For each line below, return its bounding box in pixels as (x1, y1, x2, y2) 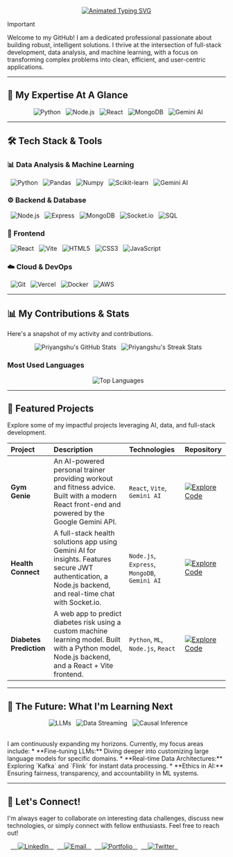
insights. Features (53, 554, 112, 564)
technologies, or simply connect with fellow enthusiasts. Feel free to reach (7, 821, 220, 829)
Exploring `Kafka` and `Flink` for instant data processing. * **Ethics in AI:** (7, 762, 224, 770)
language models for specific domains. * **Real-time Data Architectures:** (7, 754, 223, 763)
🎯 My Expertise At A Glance (7, 89, 128, 101)
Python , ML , (128, 635, 164, 644)
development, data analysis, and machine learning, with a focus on (7, 48, 198, 56)
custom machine (53, 626, 108, 636)
